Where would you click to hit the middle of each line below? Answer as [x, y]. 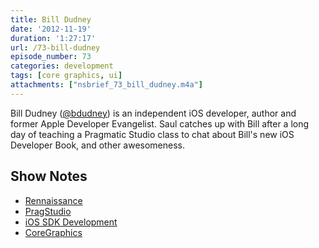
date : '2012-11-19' [51, 29]
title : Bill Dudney [51, 19]
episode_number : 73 [51, 57]
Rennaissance [53, 200]
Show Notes [49, 176]
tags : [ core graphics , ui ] [66, 76]
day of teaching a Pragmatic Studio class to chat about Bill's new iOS [152, 134]
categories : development [62, 66]
